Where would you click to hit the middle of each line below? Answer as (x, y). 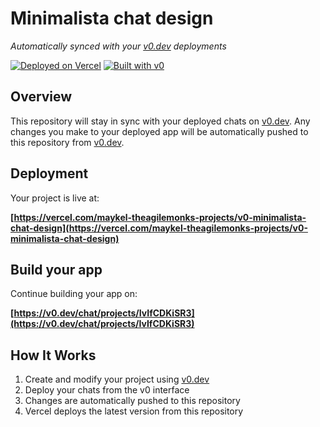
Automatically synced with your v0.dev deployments (118, 46)
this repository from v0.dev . (67, 142)
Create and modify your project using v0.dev (117, 379)
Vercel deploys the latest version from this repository (134, 411)
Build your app (56, 269)
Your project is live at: (55, 198)
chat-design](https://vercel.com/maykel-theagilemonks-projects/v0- (159, 228)
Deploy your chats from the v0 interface (107, 390)
